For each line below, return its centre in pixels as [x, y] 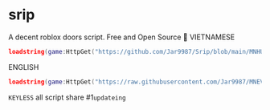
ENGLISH [24, 67]
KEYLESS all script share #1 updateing [67, 97]
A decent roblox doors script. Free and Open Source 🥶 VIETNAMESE [122, 37]
